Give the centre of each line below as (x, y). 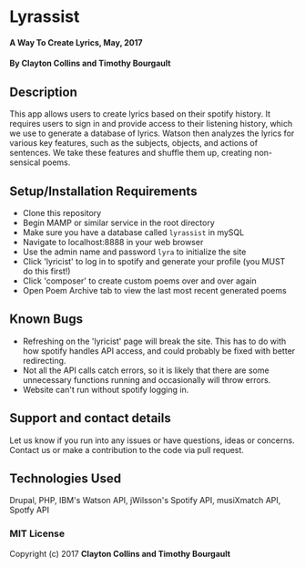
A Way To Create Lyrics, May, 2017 (76, 42)
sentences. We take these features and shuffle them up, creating (131, 153)
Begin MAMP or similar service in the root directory (119, 222)
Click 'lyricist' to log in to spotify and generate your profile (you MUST (154, 261)
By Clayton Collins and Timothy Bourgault (90, 63)
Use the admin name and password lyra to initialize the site (134, 252)
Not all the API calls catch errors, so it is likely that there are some (146, 370)
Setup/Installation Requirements (103, 191)
